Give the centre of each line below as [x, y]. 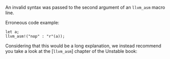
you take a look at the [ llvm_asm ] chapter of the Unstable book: [71, 51]
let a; [12, 32]
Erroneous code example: [32, 23]
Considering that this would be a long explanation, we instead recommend [83, 46]
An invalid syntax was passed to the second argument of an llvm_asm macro [85, 7]
